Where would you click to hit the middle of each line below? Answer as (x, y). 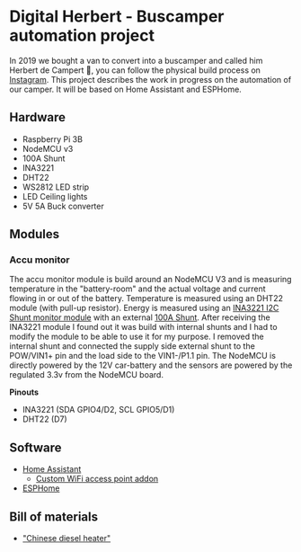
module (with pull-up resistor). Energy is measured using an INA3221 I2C (144, 308)
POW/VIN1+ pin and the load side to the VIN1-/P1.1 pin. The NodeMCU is (143, 356)
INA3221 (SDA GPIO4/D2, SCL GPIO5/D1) (98, 410)
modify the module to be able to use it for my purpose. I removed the (137, 337)
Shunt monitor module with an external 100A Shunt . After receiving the (140, 317)
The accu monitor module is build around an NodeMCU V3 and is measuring (150, 280)
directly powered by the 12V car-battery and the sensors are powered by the (151, 365)
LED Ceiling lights (55, 196)
